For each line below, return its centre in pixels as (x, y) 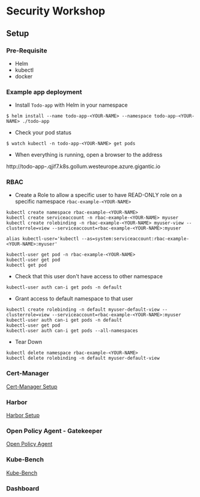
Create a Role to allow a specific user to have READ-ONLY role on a (98, 195)
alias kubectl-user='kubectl (43, 239)
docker (24, 76)
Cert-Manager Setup (32, 386)
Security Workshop (56, 11)
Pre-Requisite (27, 51)
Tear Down (29, 342)
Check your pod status (43, 133)
